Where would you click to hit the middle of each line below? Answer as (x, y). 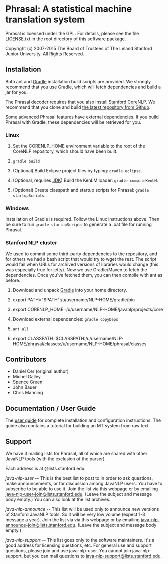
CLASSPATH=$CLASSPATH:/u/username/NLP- (76, 338)
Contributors (26, 360)
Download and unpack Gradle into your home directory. (70, 290)
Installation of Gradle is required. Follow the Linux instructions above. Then (83, 219)
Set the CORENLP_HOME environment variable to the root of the (79, 146)
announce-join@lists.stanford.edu (40, 525)
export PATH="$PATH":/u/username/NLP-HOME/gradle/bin (74, 300)
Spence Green (28, 382)
